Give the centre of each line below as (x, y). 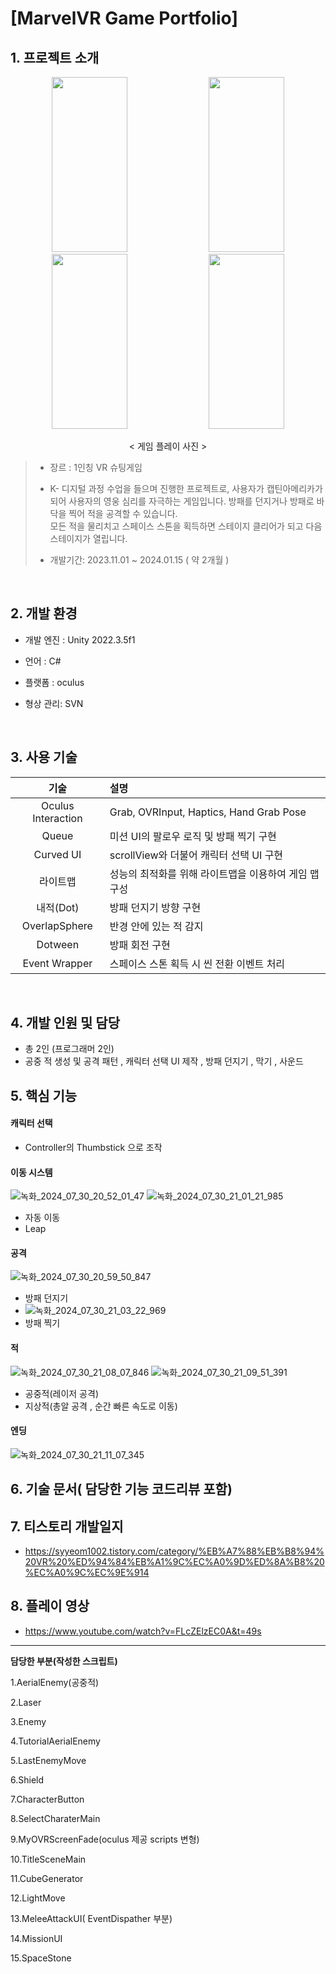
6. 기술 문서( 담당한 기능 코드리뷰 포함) (121, 1489)
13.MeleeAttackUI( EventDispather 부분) (91, 1918)
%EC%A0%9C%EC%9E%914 (87, 1573)
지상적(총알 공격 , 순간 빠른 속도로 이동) (101, 1406)
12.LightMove (38, 1898)
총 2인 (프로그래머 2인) (69, 1049)
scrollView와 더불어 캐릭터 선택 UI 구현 (196, 855)
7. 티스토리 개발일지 (67, 1526)
